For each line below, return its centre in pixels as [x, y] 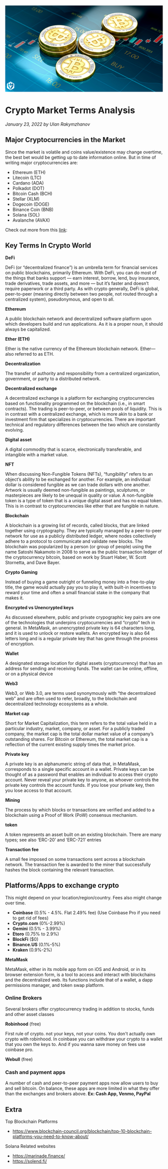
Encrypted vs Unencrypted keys [39, 607]
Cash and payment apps [35, 1072]
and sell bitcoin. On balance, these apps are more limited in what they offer [82, 1088]
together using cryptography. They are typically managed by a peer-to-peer [83, 530]
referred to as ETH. [34, 354]
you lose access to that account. [39, 790]
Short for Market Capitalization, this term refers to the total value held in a [81, 723]
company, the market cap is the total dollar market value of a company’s [79, 734]
